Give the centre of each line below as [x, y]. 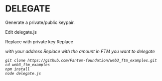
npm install [17, 69]
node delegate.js [23, 73]
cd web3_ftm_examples [28, 65]
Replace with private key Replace [39, 41]
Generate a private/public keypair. [40, 22]
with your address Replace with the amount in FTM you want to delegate [80, 51]
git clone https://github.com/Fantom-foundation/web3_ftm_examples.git [81, 60]
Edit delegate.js [21, 32]
